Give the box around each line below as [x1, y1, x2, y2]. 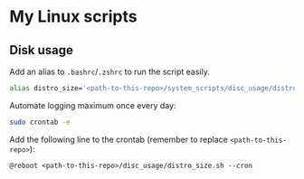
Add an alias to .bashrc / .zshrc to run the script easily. [9, 66, 210, 77]
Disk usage [9, 42, 74, 58]
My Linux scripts [9, 6, 138, 27]
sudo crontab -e [9, 118, 71, 127]
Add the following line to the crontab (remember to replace [9, 134, 228, 145]
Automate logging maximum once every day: [9, 99, 176, 110]
